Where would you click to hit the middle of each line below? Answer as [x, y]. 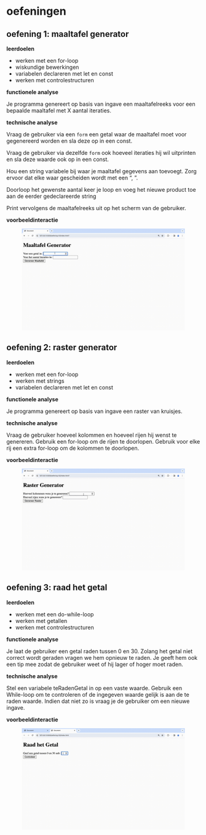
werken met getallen [41, 621]
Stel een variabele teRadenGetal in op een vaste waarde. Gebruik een [94, 688]
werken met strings [40, 381]
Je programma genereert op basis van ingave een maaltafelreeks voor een [101, 104]
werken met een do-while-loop [54, 614]
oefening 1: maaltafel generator [68, 34]
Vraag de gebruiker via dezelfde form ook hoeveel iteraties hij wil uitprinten [101, 153]
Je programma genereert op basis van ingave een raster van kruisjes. [94, 411]
